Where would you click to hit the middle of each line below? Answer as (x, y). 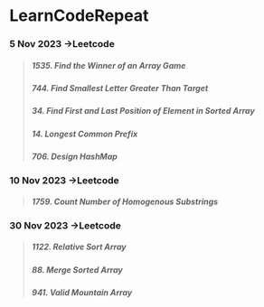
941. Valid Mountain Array (82, 292)
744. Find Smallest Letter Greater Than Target (120, 88)
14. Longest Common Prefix (85, 134)
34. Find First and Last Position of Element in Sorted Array (143, 111)
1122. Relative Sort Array (79, 247)
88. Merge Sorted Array (77, 270)
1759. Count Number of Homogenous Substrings (125, 202)
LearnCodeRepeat (79, 16)
